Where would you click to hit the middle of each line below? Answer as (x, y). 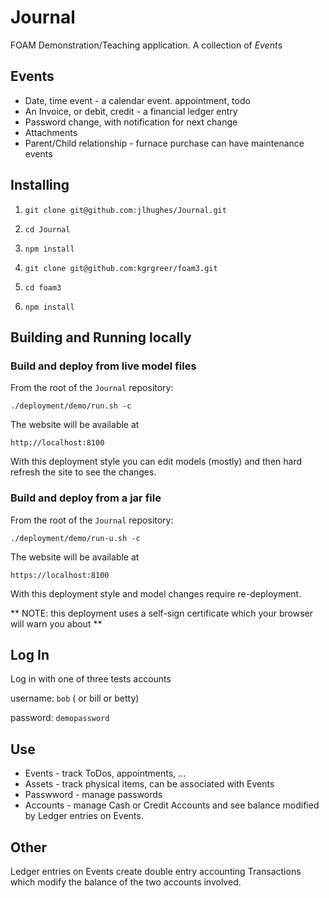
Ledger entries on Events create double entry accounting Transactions (156, 871)
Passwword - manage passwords (93, 795)
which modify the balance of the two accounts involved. (126, 882)
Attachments (51, 132)
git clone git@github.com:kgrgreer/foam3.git (121, 268)
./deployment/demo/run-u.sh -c (75, 538)
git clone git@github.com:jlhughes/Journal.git (125, 210)
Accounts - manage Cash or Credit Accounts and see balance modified (172, 805)
